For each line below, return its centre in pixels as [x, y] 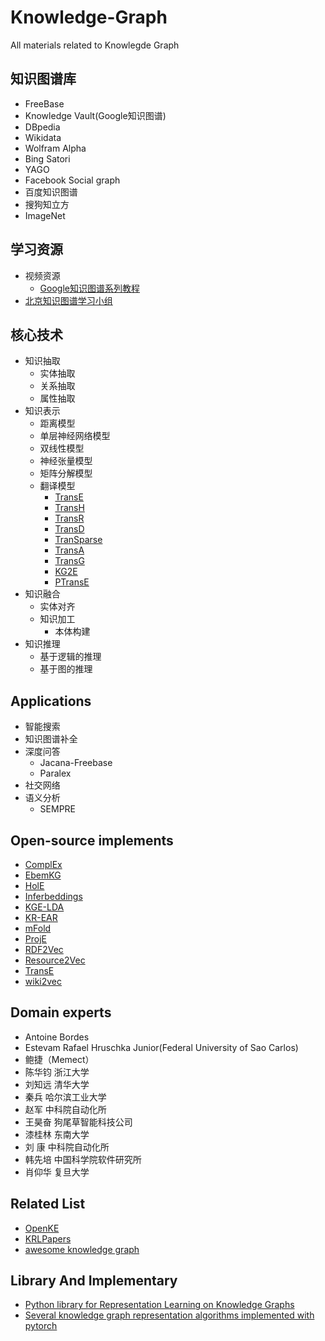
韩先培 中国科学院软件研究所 [83, 1159]
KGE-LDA [44, 907]
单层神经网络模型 [75, 436]
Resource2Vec [55, 960]
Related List [48, 1204]
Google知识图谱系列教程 [89, 288]
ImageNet [45, 215]
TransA [69, 550]
